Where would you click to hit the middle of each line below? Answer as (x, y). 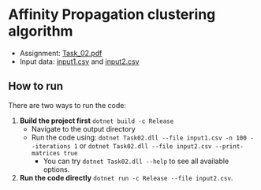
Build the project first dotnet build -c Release (97, 121)
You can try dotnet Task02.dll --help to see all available (136, 161)
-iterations (51, 146)
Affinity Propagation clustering (112, 15)
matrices (46, 153)
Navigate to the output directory (83, 129)
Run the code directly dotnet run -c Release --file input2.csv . (126, 177)
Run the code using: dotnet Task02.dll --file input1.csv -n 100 (139, 137)
